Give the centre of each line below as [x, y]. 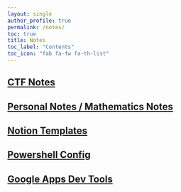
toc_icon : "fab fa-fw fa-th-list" [59, 54]
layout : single [30, 14]
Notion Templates [48, 131]
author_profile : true [39, 21]
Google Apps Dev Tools [60, 179]
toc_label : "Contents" [41, 47]
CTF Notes [31, 82]
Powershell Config [49, 155]
